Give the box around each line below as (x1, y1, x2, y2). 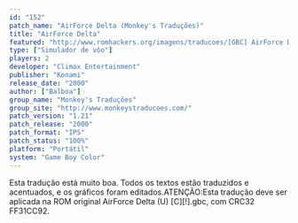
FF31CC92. (9, 205, 51, 216)
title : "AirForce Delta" (9, 29, 101, 38)
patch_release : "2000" (9, 120, 93, 129)
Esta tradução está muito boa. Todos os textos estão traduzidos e (9, 177, 250, 188)
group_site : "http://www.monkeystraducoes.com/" (9, 104, 192, 112)
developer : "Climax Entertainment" (9, 63, 141, 72)
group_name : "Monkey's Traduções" (9, 95, 137, 104)
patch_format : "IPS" (9, 128, 86, 137)
